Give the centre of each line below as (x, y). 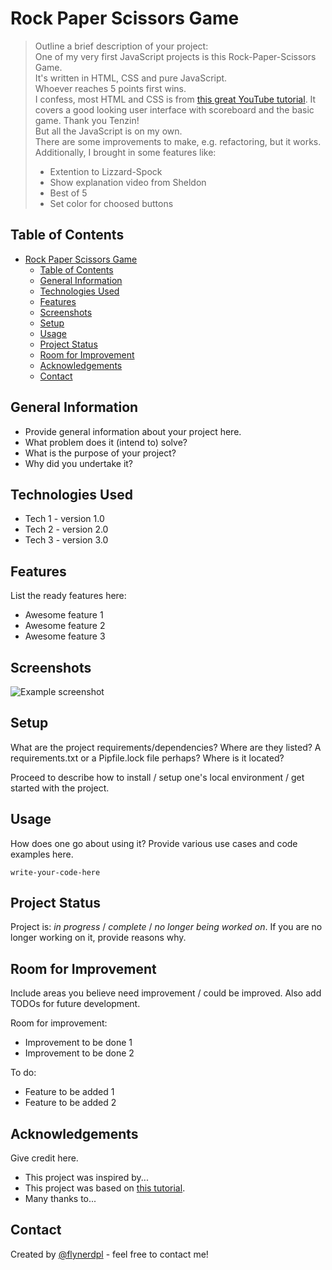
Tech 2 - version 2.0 (66, 529)
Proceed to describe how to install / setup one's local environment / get (157, 777)
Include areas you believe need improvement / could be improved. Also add (166, 993)
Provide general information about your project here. (133, 431)
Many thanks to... (60, 1199)
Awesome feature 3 (65, 636)
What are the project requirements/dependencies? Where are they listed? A (166, 747)
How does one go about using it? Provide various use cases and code (154, 843)
